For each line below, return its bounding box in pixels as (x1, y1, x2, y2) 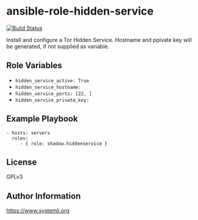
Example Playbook (6, 114, 78, 124)
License (6, 157, 37, 167)
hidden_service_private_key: (15, 97, 90, 103)
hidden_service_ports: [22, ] (15, 90, 93, 97)
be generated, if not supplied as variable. (6, 43, 110, 50)
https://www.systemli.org (6, 207, 70, 215)
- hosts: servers (6, 130, 51, 136)
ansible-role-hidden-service (6, 4, 154, 18)
